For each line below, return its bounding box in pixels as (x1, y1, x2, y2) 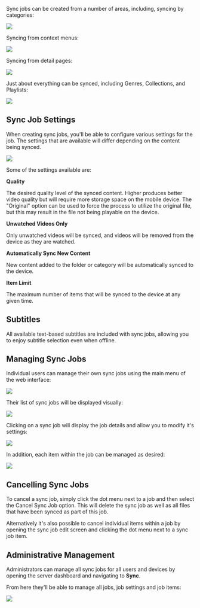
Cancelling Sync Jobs (6, 479, 90, 490)
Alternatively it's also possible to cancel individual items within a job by (6, 520, 181, 527)
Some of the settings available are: (6, 166, 91, 173)
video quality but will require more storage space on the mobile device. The (6, 196, 192, 203)
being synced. (6, 143, 42, 150)
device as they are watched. (6, 238, 76, 245)
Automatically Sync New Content (6, 250, 91, 257)
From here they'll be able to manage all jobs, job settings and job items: (6, 583, 181, 591)
